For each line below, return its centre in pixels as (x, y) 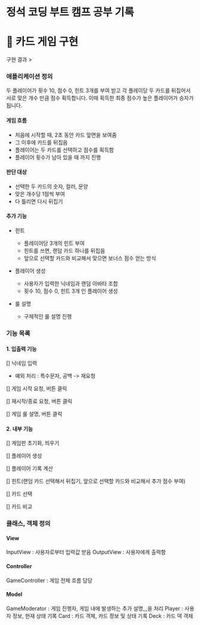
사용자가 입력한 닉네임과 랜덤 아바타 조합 (71, 284)
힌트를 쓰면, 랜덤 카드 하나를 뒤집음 (64, 251)
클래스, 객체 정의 (28, 523)
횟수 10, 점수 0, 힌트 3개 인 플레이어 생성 (71, 291)
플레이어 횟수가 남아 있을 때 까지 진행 (58, 157)
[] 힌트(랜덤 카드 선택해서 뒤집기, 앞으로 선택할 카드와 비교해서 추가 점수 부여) (96, 481)
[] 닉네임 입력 (22, 363)
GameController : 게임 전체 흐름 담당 (49, 580)
